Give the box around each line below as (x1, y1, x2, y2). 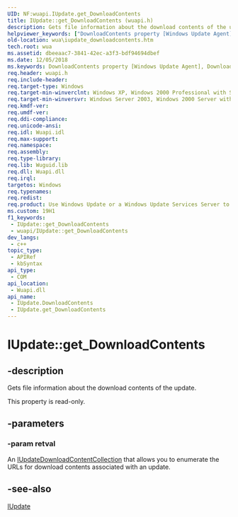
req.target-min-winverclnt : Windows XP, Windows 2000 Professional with (7, 89, 227, 96)
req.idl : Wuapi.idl (7, 129, 65, 136)
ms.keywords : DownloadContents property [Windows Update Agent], (7, 63, 204, 70)
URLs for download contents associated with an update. (7, 463, 171, 471)
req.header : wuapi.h (7, 69, 69, 76)
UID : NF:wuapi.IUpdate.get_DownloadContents (7, 10, 141, 18)
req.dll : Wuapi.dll (7, 168, 65, 175)
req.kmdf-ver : (7, 103, 50, 110)
